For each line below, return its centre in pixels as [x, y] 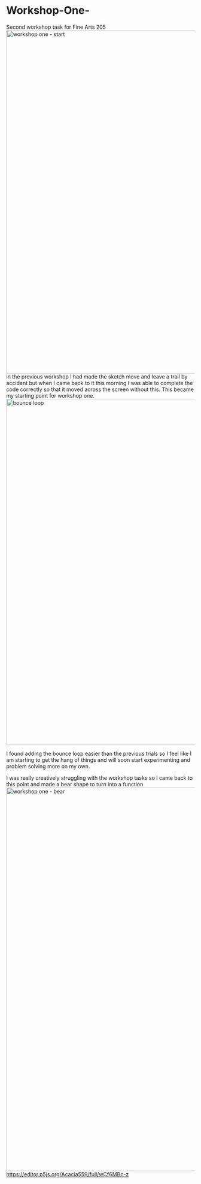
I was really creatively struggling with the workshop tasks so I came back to [100, 778]
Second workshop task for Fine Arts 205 [56, 27]
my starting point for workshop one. [50, 395]
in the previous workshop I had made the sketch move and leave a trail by [97, 376]
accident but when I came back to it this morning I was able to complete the [100, 383]
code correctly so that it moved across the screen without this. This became [100, 389]
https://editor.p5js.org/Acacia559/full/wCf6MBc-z [68, 1174]
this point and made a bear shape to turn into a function [75, 784]
